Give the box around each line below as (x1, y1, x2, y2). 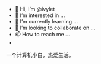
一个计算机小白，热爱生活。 (6, 52, 74, 58)
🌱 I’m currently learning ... (14, 18, 78, 25)
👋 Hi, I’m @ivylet (14, 6, 55, 12)
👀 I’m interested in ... (14, 12, 65, 19)
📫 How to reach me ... (14, 31, 70, 38)
